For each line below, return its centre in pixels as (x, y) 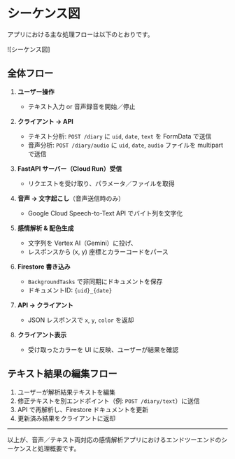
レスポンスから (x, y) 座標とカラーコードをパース (98, 251)
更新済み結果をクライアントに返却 (66, 418)
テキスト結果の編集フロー (62, 374)
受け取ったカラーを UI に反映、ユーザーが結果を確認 (103, 349)
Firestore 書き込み (44, 267)
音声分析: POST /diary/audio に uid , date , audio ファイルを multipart (126, 145)
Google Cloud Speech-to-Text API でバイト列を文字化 (105, 213)
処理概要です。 (59, 449)
